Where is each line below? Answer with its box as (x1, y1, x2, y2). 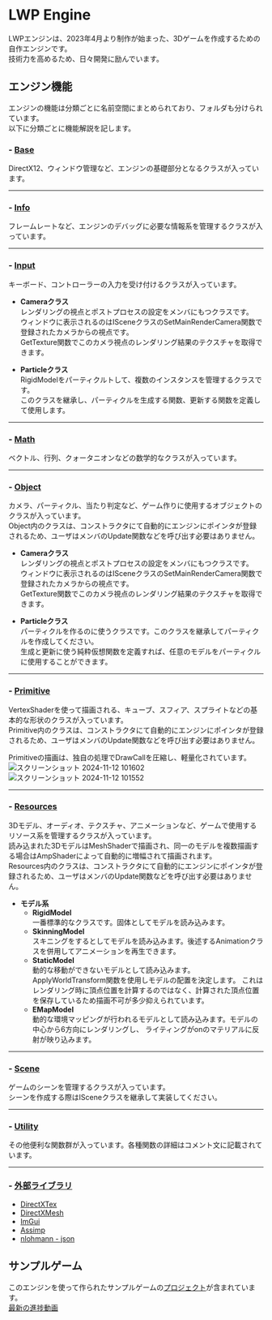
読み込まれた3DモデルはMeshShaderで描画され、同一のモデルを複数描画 (8, 841, 253, 850)
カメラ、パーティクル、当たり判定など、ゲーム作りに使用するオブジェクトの (8, 501, 263, 510)
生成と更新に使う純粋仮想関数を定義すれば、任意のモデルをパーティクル (19, 647, 261, 656)
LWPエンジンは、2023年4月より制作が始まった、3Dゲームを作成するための (8, 33, 261, 43)
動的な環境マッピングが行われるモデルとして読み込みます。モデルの (32, 1014, 259, 1024)
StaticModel (32, 955, 74, 965)
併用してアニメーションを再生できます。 (46, 946, 181, 956)
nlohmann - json (19, 1233, 75, 1243)
